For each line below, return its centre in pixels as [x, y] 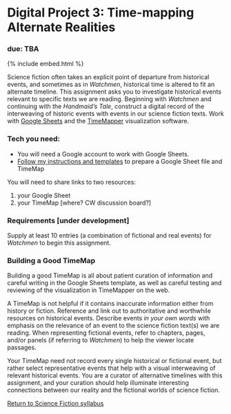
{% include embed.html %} [46, 64]
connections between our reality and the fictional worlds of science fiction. [114, 390]
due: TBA [23, 49]
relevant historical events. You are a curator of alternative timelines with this [115, 375]
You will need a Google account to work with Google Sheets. [103, 154]
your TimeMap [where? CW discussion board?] [84, 203]
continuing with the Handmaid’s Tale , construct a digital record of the [106, 106]
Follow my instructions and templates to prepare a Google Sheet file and [120, 161]
